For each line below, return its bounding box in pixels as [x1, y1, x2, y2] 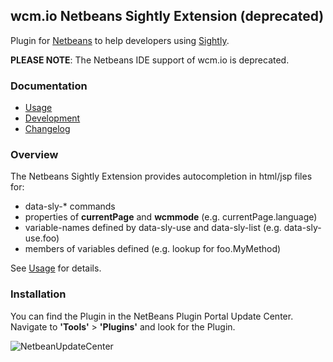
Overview [10, 148, 59, 162]
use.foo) [24, 232, 60, 244]
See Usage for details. [10, 262, 102, 274]
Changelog [24, 123, 71, 135]
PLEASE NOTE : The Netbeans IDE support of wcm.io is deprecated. [10, 54, 290, 66]
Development [24, 112, 81, 124]
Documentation [10, 79, 88, 93]
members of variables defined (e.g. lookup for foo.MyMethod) [24, 243, 282, 255]
